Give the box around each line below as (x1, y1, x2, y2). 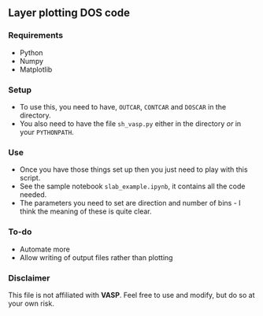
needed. (19, 190, 47, 199)
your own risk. (8, 299, 55, 308)
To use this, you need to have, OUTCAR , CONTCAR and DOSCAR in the (19, 102, 227, 111)
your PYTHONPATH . (19, 127, 74, 136)
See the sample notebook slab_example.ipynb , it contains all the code (19, 181, 246, 191)
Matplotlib (19, 65, 53, 74)
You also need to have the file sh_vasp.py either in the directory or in (19, 118, 242, 128)
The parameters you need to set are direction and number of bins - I (19, 199, 242, 208)
